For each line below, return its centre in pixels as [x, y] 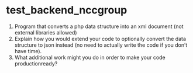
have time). [28, 51]
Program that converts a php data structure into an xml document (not [99, 26]
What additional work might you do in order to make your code [90, 57]
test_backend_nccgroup [67, 10]
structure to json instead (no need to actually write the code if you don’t [101, 45]
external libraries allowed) [46, 32]
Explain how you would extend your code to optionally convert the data [100, 39]
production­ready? [36, 63]
